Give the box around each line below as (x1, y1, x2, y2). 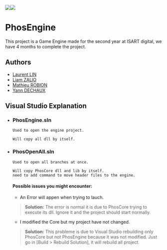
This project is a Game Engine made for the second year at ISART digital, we (5, 38, 162, 44)
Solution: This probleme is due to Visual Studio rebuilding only (24, 229, 154, 235)
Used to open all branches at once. (12, 160, 89, 165)
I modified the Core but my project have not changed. (19, 219, 130, 225)
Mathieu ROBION (12, 82, 47, 88)
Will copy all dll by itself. (12, 137, 76, 142)
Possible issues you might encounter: (12, 183, 93, 189)
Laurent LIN (12, 71, 37, 77)
